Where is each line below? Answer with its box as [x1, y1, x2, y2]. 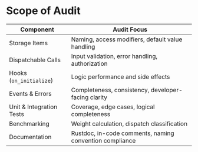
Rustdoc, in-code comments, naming [71, 129, 175, 137]
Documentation [9, 133, 52, 141]
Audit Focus [113, 25, 148, 33]
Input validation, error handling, [71, 52, 158, 60]
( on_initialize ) [9, 76, 53, 85]
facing [71, 93, 89, 101]
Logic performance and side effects [71, 72, 170, 80]
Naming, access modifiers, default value [71, 35, 183, 43]
